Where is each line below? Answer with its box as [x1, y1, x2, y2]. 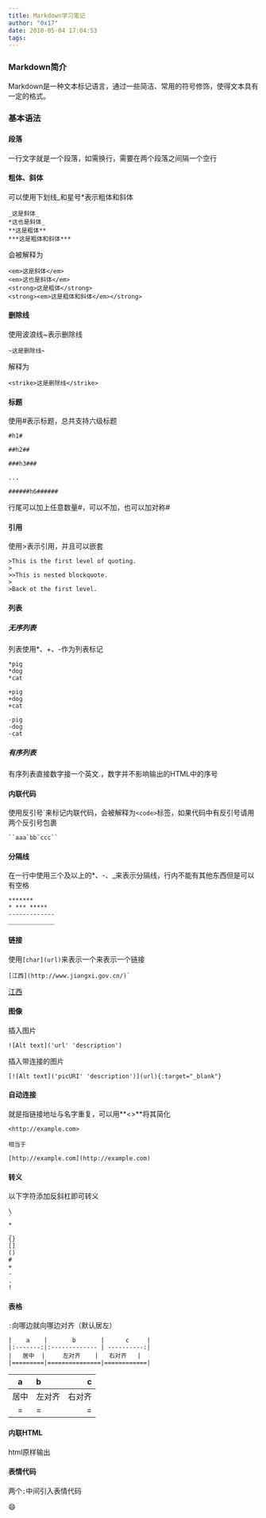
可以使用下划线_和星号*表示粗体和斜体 [8, 192, 133, 201]
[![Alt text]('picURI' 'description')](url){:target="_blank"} [8, 1072, 222, 1080]
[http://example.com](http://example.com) [8, 1154, 151, 1162]
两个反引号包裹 [8, 818, 57, 827]
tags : [8, 33, 26, 42]
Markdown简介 [8, 61, 67, 72]
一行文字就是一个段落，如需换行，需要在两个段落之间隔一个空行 [8, 153, 217, 163]
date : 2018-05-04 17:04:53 [8, 26, 98, 34]
